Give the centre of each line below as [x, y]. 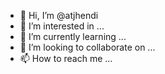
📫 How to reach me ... [66, 58]
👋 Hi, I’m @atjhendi [59, 15]
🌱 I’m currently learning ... [73, 36]
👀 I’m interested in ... [62, 26]
